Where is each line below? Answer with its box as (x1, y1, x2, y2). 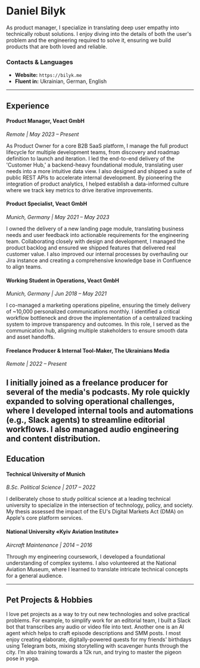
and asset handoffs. (6, 333, 55, 341)
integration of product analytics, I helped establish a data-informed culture (6, 180, 189, 187)
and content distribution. (6, 433, 101, 444)
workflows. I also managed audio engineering (6, 424, 179, 434)
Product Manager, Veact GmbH (6, 118, 85, 125)
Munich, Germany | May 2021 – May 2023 (6, 214, 110, 221)
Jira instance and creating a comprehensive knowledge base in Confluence (6, 257, 192, 264)
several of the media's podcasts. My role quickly (6, 387, 190, 397)
